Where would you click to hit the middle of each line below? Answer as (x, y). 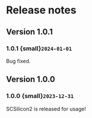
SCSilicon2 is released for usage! (46, 109)
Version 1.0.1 (30, 32)
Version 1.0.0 (31, 79)
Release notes (41, 10)
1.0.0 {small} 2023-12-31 (40, 96)
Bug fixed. (18, 61)
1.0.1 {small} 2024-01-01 (39, 48)
